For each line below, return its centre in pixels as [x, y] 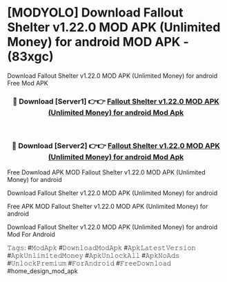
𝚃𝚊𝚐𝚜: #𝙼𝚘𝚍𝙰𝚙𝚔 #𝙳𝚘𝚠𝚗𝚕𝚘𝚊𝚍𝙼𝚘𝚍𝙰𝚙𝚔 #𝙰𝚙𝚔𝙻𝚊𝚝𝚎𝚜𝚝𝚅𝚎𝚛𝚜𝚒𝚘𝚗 [102, 248]
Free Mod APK [28, 83]
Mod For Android [31, 234]
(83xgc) [30, 57]
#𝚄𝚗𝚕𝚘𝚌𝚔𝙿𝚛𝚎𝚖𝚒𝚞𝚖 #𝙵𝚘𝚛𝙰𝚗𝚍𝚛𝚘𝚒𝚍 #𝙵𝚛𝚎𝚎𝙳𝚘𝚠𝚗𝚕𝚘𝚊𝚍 [89, 263]
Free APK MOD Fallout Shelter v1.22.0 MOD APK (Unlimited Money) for [108, 206]
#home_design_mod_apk [42, 271]
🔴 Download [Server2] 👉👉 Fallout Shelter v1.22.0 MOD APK [116, 146]
